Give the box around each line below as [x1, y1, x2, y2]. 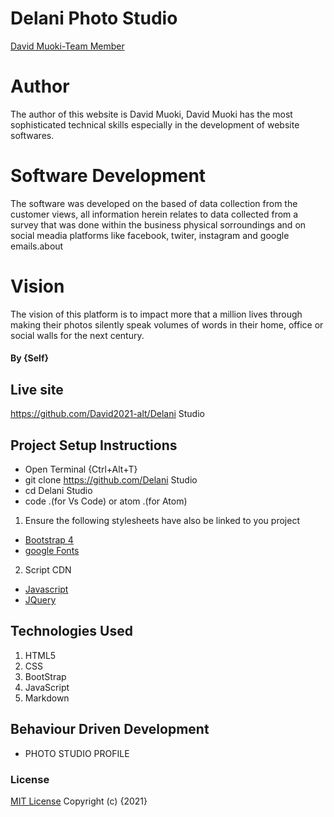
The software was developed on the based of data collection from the [10, 197, 298, 209]
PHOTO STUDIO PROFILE [24, 747, 130, 759]
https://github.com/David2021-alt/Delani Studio [10, 408, 205, 420]
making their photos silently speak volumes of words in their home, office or [10, 318, 324, 331]
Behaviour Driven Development [10, 721, 210, 738]
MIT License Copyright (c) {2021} [10, 795, 148, 807]
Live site [10, 381, 64, 398]
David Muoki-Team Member [10, 40, 125, 52]
